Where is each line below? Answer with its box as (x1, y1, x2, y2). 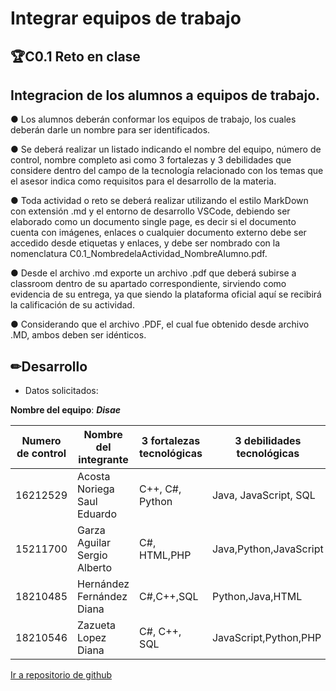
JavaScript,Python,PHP (211, 631, 322, 645)
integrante (78, 453, 129, 467)
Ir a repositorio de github (10, 669, 113, 681)
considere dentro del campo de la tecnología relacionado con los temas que (10, 165, 324, 177)
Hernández (77, 577, 130, 591)
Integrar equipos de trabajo (10, 7, 242, 30)
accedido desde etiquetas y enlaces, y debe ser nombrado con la (10, 237, 281, 249)
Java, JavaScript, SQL (211, 488, 316, 502)
